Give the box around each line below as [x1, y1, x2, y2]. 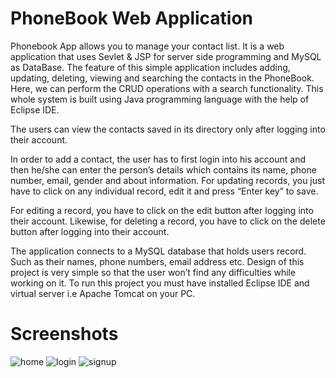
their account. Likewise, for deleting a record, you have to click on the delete [10, 215, 326, 227]
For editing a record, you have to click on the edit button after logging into [10, 204, 314, 216]
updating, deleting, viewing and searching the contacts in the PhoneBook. [10, 72, 315, 84]
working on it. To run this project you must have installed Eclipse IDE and [10, 277, 310, 289]
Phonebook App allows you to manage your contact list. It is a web [10, 40, 285, 52]
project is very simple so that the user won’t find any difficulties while [10, 266, 297, 278]
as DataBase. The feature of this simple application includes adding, [10, 61, 291, 73]
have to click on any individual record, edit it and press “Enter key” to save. [10, 185, 319, 197]
